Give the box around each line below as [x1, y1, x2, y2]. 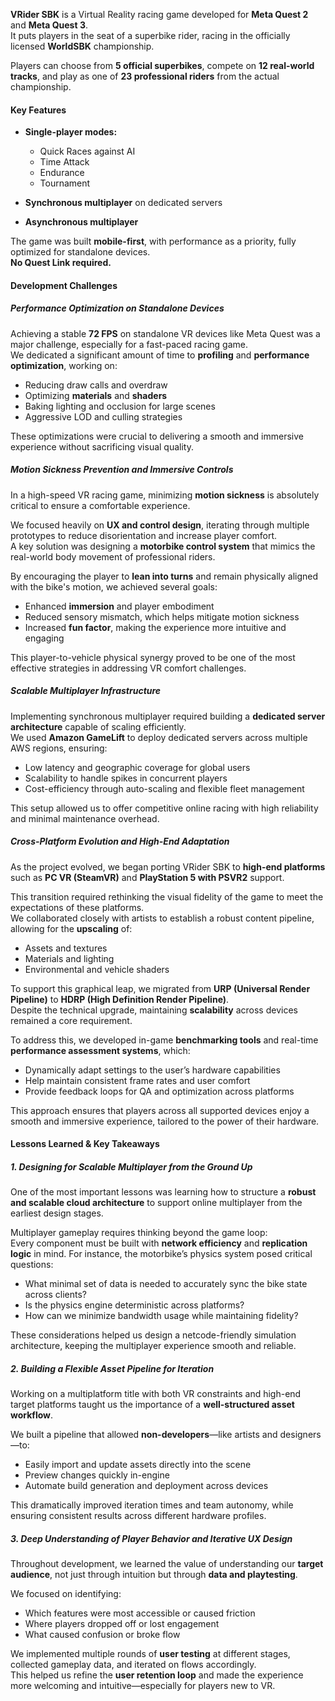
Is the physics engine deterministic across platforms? [24, 1299, 245, 1311]
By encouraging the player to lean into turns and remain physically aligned [10, 570, 319, 582]
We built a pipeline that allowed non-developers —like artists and [10, 1429, 278, 1441]
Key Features [10, 104, 67, 116]
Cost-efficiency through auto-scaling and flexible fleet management [24, 782, 305, 794]
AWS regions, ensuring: [10, 742, 108, 754]
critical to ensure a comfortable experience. [10, 499, 191, 511]
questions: [10, 1259, 54, 1271]
